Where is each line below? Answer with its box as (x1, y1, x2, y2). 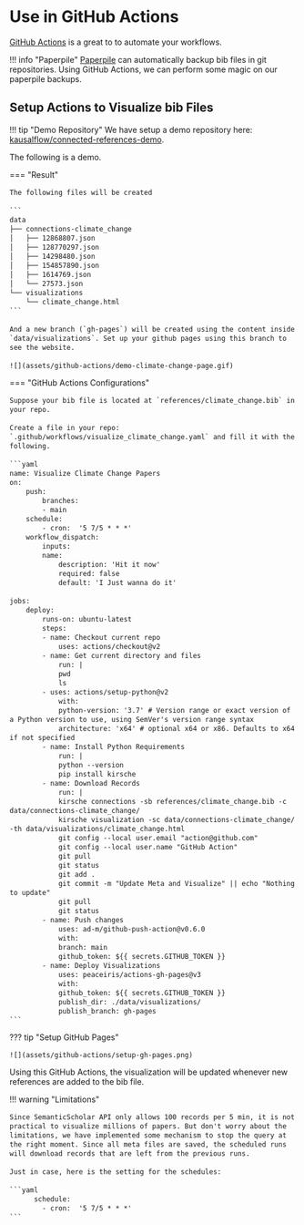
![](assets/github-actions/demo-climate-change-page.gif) (9, 361, 234, 370)
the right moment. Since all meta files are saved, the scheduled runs (9, 1139, 287, 1149)
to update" (9, 888, 51, 897)
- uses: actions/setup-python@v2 (42, 687, 169, 696)
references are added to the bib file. (9, 1076, 145, 1086)
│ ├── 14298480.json (9, 252, 96, 261)
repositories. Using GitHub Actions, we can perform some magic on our (9, 64, 278, 75)
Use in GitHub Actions (9, 6, 179, 27)
